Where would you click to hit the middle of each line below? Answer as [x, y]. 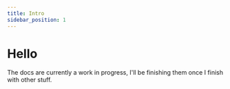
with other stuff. [30, 80]
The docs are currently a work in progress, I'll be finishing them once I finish [115, 73]
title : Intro [26, 13]
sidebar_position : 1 [37, 20]
